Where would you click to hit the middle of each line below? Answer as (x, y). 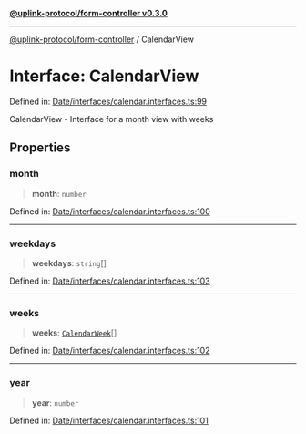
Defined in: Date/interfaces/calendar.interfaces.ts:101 (109, 420)
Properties (40, 148)
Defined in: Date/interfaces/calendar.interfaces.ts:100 (110, 211)
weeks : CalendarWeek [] (74, 333)
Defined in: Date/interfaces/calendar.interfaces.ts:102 (110, 351)
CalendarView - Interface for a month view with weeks (112, 119)
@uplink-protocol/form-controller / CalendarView (102, 39)
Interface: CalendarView (104, 76)
